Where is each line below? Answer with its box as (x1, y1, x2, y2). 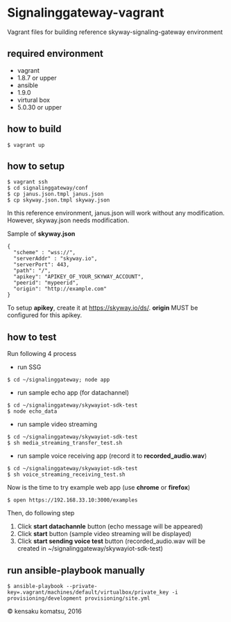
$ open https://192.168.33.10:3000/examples (7, 497, 138, 504)
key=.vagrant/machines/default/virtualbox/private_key (7, 589, 169, 596)
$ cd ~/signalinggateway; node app (7, 376, 110, 384)
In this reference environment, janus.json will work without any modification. (7, 209, 225, 217)
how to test (7, 331, 57, 343)
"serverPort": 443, (13, 261, 70, 268)
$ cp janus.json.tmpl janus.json (7, 190, 104, 198)
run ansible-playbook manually (7, 565, 146, 576)
